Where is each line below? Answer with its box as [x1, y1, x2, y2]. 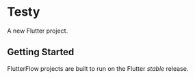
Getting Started [7, 46, 75, 58]
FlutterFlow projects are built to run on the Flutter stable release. [7, 64, 189, 72]
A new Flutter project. [7, 27, 68, 35]
